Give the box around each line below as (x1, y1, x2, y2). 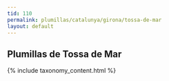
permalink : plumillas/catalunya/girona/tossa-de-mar (7, 16, 162, 23)
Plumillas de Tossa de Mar (7, 48, 122, 60)
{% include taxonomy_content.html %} (7, 67, 117, 75)
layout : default (7, 23, 54, 30)
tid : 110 (7, 10, 32, 17)
